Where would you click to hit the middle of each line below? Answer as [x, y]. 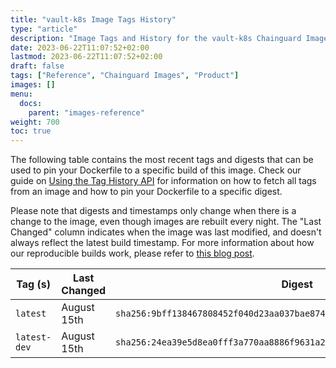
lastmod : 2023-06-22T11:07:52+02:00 [86, 57]
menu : [21, 94]
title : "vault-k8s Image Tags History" [93, 19]
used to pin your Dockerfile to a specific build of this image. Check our [156, 170]
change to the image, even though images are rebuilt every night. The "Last [166, 222]
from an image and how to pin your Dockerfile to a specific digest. [146, 192]
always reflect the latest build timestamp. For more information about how [162, 243]
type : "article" [44, 29]
